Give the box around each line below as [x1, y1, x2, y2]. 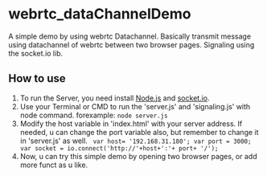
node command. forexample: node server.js [19, 110, 168, 120]
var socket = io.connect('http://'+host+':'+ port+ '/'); [19, 144, 219, 153]
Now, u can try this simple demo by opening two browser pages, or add [19, 151, 257, 161]
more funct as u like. [19, 160, 88, 170]
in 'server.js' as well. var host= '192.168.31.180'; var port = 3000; [19, 136, 252, 145]
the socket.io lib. [8, 48, 63, 58]
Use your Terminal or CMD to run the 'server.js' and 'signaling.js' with [19, 101, 251, 111]
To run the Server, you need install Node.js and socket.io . [19, 93, 210, 103]
